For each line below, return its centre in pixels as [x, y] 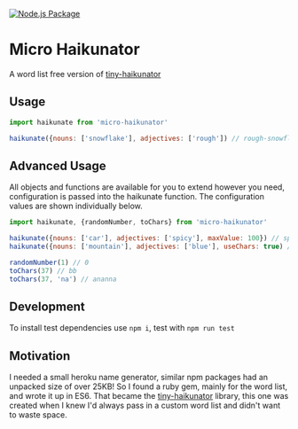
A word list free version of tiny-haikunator [85, 74]
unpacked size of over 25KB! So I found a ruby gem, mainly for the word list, [149, 386]
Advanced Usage [58, 165]
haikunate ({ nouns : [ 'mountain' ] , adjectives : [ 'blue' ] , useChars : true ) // [152, 247]
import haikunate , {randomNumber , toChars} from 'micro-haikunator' [138, 222]
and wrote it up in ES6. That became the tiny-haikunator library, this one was [149, 396]
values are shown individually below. [76, 206]
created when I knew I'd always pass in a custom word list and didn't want [145, 406]
